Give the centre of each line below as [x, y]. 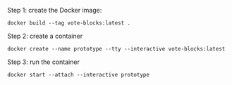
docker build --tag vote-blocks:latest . [69, 23]
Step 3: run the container [43, 62]
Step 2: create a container [45, 36]
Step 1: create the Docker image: [55, 10]
